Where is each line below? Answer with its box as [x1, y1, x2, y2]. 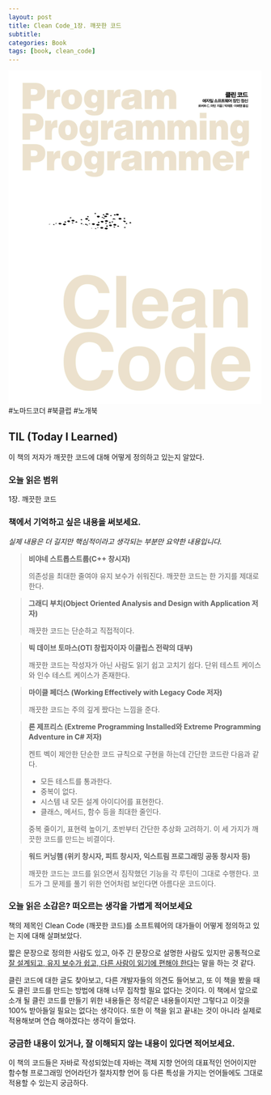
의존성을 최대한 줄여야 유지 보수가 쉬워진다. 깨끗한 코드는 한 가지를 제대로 [28, 571, 260, 580]
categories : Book [8, 39, 67, 47]
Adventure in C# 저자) [28, 732, 103, 741]
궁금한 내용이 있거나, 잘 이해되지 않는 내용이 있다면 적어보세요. [8, 1038, 235, 1049]
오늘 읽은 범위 [8, 474, 59, 486]
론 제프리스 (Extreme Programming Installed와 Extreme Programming [28, 721, 261, 732]
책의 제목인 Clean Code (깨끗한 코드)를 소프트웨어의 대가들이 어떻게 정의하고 [8, 920, 252, 930]
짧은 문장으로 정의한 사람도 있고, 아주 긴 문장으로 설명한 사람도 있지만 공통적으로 [8, 948, 261, 957]
